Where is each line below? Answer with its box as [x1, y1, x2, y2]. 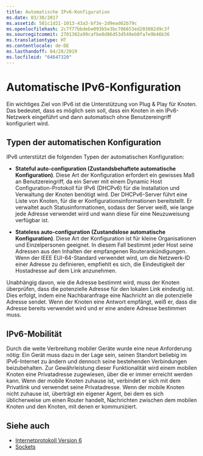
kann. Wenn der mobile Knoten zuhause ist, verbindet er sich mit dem [6, 377, 181, 384]
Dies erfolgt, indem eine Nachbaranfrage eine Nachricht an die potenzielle [6, 292, 193, 299]
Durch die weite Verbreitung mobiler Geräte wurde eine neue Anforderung [6, 345, 192, 352]
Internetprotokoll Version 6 [15, 437, 82, 444]
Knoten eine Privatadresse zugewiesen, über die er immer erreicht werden [6, 371, 193, 378]
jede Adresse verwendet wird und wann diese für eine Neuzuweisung [15, 210, 190, 217]
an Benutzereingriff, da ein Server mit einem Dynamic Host [15, 178, 162, 185]
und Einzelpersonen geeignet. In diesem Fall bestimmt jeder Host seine [15, 241, 193, 249]
